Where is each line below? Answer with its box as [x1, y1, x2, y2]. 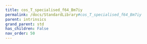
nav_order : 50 [5, 31, 35, 36]
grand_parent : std [5, 21, 44, 27]
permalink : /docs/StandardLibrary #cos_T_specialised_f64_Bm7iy [5, 12, 142, 17]
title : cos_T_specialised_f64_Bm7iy [5, 7, 83, 13]
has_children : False [5, 26, 49, 31]
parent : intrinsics [5, 17, 47, 22]
